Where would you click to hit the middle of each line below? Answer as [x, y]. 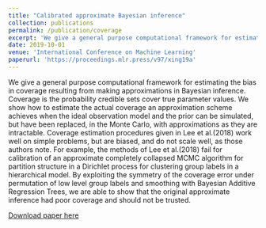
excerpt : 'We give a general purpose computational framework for [120, 38]
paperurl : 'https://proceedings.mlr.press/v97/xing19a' [102, 60]
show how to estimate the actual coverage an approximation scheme [120, 107]
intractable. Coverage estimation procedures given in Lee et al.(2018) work [130, 132]
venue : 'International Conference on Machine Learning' [102, 52]
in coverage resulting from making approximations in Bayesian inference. [127, 90]
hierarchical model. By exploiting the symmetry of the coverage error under [131, 174]
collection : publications [51, 23]
